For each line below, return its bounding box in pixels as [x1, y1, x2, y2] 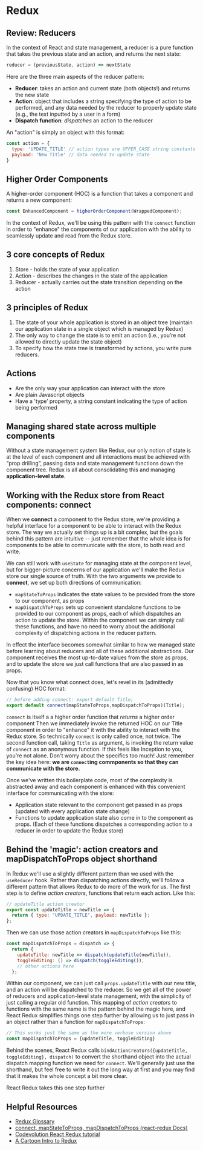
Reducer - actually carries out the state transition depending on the [14, 278, 183, 285]
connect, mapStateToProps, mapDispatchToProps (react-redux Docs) [14, 1125, 188, 1131]
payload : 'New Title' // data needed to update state [11, 151, 150, 158]
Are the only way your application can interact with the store [14, 384, 166, 391]
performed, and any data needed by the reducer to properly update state [14, 104, 197, 111]
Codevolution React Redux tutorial [14, 1131, 100, 1138]
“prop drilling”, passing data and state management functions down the [6, 460, 184, 467]
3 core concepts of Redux [6, 250, 105, 260]
